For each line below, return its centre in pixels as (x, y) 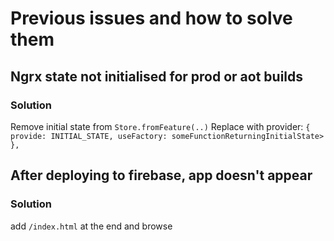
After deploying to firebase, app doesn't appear (161, 175)
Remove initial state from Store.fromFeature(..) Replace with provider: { (160, 126)
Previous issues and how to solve (151, 18)
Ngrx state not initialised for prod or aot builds (157, 76)
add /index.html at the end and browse (91, 226)
